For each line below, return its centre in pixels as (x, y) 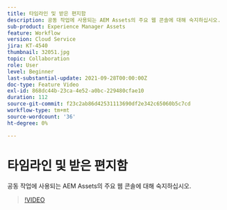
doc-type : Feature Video (43, 85)
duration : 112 (28, 98)
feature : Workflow (34, 33)
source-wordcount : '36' (42, 116)
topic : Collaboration (39, 59)
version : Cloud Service (42, 40)
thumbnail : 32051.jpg (39, 53)
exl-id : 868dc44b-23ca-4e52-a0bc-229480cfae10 (76, 91)
